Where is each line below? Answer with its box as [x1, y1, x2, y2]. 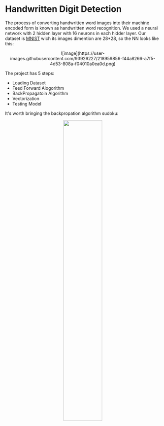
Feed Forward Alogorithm [12, 85, 65, 91]
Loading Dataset [12, 80, 46, 86]
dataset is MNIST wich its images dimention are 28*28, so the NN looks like [5, 35, 159, 41]
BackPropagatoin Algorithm [12, 90, 68, 96]
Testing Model [12, 101, 42, 106]
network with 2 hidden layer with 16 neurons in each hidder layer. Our [5, 30, 146, 36]
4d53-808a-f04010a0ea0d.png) [50, 61, 116, 67]
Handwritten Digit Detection [5, 3, 122, 15]
